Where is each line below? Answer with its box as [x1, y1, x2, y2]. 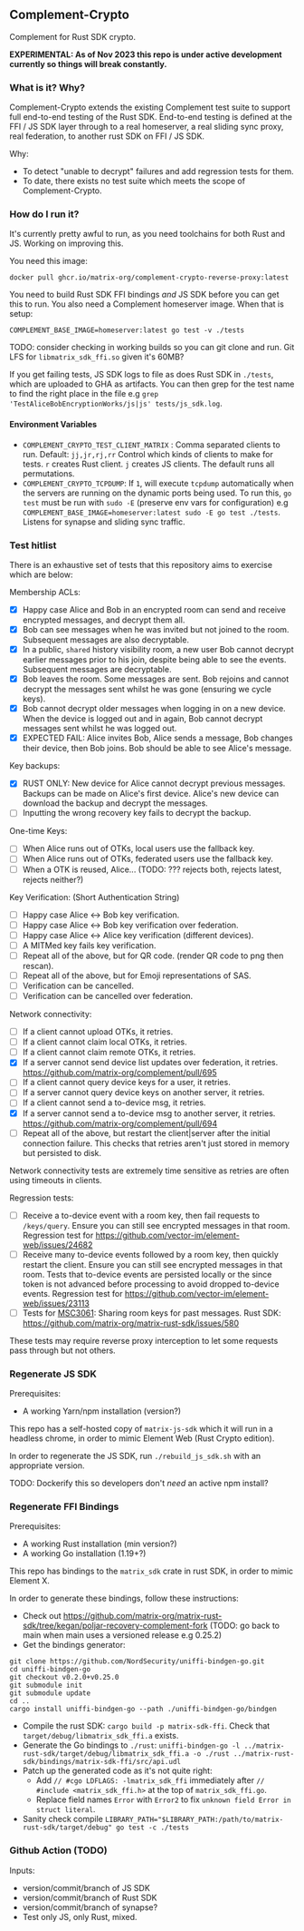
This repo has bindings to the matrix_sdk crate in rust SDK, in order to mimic [9, 1565, 294, 1577]
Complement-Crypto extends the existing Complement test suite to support [9, 102, 291, 113]
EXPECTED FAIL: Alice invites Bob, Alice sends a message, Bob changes [22, 732, 293, 743]
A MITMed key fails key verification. [22, 939, 157, 951]
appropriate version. [9, 1460, 85, 1471]
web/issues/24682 [22, 1239, 93, 1250]
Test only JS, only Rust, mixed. [22, 1911, 138, 1922]
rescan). [22, 960, 54, 971]
